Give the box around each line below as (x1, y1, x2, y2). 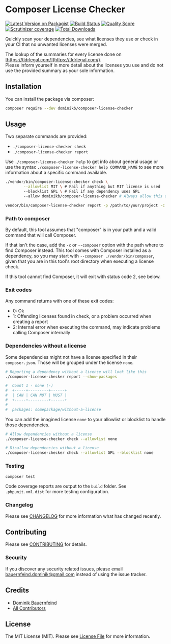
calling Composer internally (12, 330, 70, 336)
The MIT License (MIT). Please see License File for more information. (5, 633, 150, 639)
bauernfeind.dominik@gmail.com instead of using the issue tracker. (5, 571, 147, 577)
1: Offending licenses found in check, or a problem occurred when (12, 313, 152, 319)
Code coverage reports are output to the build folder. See (5, 483, 127, 489)
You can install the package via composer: (5, 96, 94, 102)
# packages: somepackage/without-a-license (5, 407, 101, 412)
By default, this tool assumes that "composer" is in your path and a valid (5, 226, 157, 233)
